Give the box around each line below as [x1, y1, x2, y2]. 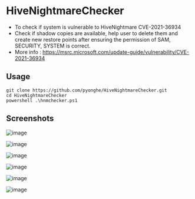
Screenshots [6, 113, 54, 124]
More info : [14, 48, 41, 55]
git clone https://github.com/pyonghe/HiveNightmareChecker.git [6, 87, 167, 93]
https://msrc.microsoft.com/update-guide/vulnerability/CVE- [42, 48, 190, 55]
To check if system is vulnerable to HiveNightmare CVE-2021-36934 [14, 23, 181, 31]
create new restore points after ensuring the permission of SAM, [14, 36, 171, 43]
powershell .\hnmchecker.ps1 [6, 97, 78, 103]
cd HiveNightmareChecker [6, 92, 67, 98]
